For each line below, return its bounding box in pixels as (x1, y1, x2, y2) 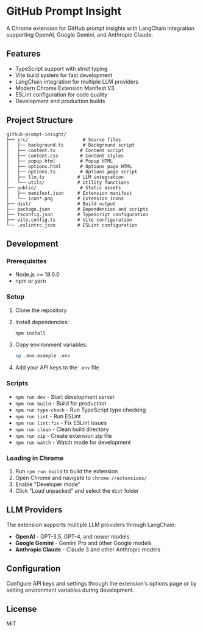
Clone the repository (15, 307, 67, 314)
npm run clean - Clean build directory (15, 426, 109, 433)
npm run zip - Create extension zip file (15, 432, 112, 439)
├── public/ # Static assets (6, 184, 121, 191)
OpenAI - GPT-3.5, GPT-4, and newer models (15, 532, 130, 540)
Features (6, 49, 41, 59)
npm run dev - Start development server (15, 393, 115, 401)
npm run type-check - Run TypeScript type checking (15, 406, 146, 413)
